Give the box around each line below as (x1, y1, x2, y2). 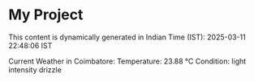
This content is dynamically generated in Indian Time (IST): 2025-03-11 (8, 32, 246, 42)
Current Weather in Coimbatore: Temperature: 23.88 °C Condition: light (8, 56, 247, 66)
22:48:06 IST (8, 40, 53, 50)
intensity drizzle (8, 64, 62, 74)
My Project (8, 6, 84, 24)
